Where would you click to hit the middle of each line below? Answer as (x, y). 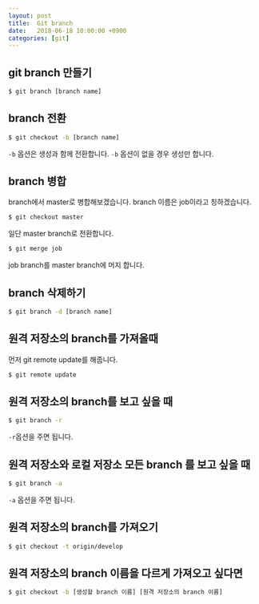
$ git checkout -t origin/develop (66, 546)
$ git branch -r (35, 421)
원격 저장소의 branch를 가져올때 (83, 338)
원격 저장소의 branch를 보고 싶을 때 (91, 401)
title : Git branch (41, 23)
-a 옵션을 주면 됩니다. (42, 499)
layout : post (30, 16)
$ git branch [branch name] (55, 92)
